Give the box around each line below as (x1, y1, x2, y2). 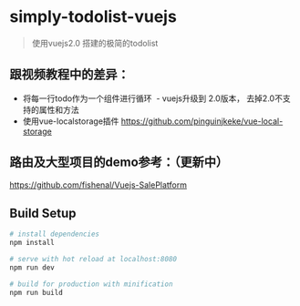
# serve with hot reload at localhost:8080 (9, 255, 178, 264)
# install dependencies (9, 229, 100, 239)
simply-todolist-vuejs (9, 6, 178, 27)
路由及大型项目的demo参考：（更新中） (9, 155, 229, 170)
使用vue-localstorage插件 (22, 116, 119, 127)
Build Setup (9, 205, 77, 220)
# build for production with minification (9, 280, 173, 289)
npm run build (9, 288, 64, 297)
